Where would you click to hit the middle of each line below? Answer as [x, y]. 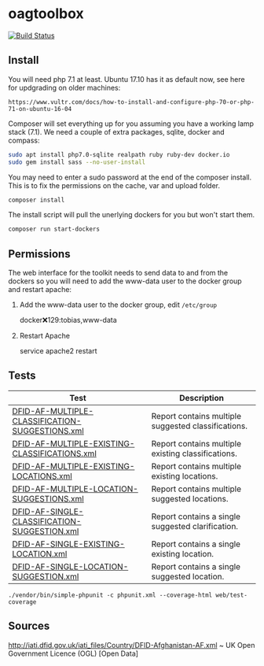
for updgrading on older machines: [64, 87]
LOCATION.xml [40, 553]
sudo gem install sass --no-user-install [77, 162]
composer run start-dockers [54, 229]
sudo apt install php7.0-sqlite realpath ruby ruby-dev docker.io [119, 154]
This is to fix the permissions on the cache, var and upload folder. [114, 185]
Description [202, 398]
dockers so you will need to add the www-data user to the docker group [125, 281]
